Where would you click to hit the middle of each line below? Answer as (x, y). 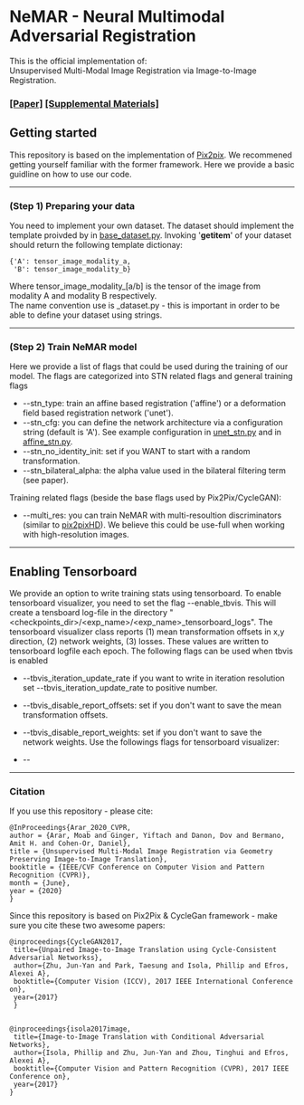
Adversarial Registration (103, 36)
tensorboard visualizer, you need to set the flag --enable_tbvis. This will (143, 603)
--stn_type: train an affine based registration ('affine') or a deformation (154, 404)
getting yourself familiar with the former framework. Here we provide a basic (152, 164)
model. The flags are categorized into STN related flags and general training (151, 376)
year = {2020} (36, 891)
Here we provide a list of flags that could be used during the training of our (149, 367)
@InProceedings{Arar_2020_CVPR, (70, 828)
